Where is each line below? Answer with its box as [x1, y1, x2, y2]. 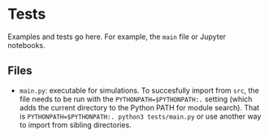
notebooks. [7, 40, 46, 50]
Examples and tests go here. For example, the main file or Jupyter [7, 32, 227, 41]
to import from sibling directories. [19, 119, 132, 130]
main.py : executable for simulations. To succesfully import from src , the [19, 85, 259, 95]
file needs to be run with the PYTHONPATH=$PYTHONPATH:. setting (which [19, 94, 253, 104]
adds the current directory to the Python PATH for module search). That [19, 102, 260, 112]
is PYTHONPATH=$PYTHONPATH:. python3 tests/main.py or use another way [19, 111, 262, 121]
